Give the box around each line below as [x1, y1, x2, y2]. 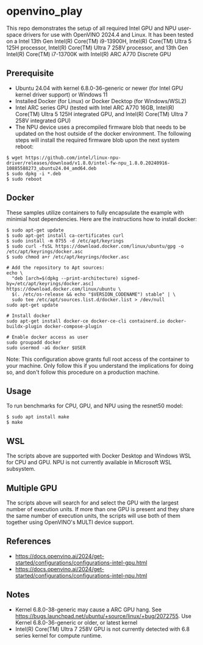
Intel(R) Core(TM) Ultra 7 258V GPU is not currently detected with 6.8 [15, 625, 190, 633]
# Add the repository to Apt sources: [6, 264, 105, 271]
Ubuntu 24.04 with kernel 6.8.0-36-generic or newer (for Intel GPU [15, 84, 183, 92]
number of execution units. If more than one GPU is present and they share [6, 506, 195, 512]
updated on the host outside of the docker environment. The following [15, 129, 191, 137]
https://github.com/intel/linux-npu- [25, 155, 121, 161]
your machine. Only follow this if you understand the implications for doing [6, 362, 194, 369]
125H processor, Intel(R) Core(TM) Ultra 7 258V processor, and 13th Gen [6, 44, 188, 51]
